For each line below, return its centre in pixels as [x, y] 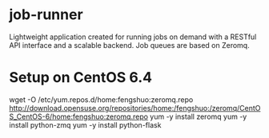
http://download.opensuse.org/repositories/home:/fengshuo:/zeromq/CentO [135, 108]
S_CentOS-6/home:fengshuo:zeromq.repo [79, 116]
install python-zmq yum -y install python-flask [85, 124]
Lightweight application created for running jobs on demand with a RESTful [133, 37]
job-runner [46, 15]
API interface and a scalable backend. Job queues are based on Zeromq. [130, 45]
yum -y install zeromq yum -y [199, 116]
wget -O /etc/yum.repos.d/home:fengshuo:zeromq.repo [101, 99]
